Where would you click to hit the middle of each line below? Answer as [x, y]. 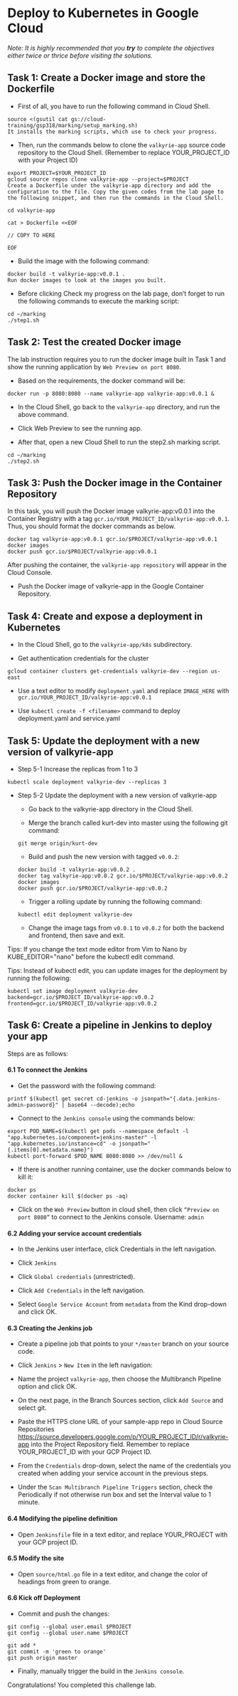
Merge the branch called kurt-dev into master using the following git [128, 823]
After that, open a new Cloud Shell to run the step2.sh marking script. [119, 442]
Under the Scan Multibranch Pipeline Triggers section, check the [115, 1487]
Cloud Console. [30, 573]
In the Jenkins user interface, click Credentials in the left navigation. [117, 1249]
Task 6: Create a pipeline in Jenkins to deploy [110, 1025]
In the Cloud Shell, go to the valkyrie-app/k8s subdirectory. [105, 645]
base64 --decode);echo [101, 1105]
